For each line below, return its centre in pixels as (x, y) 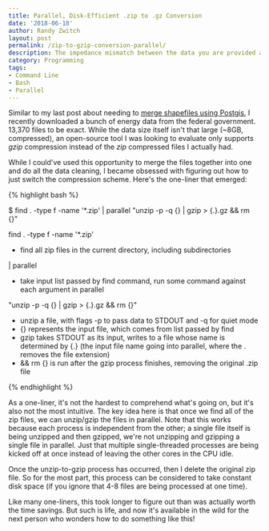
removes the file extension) (65, 355)
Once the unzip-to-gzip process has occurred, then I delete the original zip (132, 469)
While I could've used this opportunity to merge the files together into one (130, 163)
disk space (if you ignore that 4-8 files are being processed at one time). (128, 486)
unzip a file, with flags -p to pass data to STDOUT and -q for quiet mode (139, 320)
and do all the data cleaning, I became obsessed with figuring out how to (128, 171)
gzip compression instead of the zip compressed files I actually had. (121, 147)
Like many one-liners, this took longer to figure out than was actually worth (132, 502)
